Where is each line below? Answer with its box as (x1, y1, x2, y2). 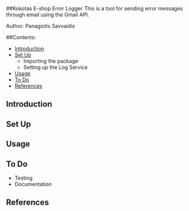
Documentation (14, 181, 52, 188)
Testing (14, 174, 33, 181)
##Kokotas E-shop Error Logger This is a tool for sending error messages (6, 5, 183, 12)
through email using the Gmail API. (6, 11, 90, 18)
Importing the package (23, 58, 78, 64)
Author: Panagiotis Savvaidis (6, 23, 75, 29)
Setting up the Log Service (23, 64, 88, 71)
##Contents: (6, 34, 36, 40)
